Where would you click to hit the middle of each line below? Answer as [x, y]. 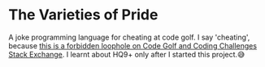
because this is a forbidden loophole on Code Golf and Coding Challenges [133, 45]
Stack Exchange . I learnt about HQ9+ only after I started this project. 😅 [127, 54]
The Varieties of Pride [83, 15]
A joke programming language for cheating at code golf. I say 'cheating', [129, 37]
